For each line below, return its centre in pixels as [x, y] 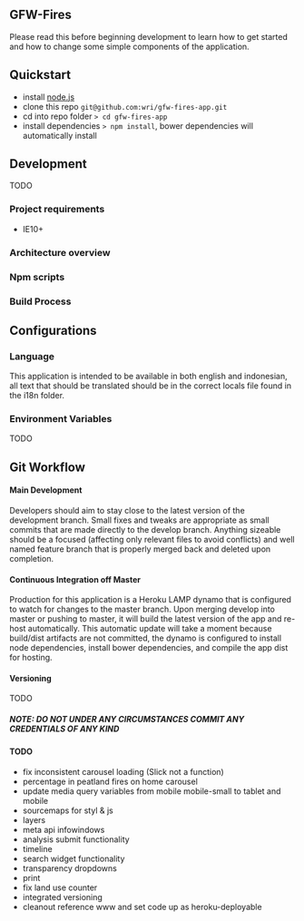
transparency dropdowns [70, 868]
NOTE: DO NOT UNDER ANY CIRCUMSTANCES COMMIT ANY [127, 720]
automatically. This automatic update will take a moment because [150, 629]
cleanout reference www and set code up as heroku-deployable [142, 907]
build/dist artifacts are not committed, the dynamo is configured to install [146, 638]
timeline [37, 849]
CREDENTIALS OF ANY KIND [64, 729]
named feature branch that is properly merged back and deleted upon [140, 549]
